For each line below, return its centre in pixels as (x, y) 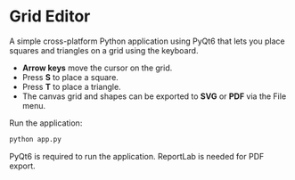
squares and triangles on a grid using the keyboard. (104, 50)
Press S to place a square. (70, 77)
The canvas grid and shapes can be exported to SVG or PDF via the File (154, 96)
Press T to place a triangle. (72, 86)
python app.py (36, 139)
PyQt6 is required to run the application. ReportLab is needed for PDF (137, 156)
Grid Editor (50, 16)
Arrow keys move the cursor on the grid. (97, 68)
